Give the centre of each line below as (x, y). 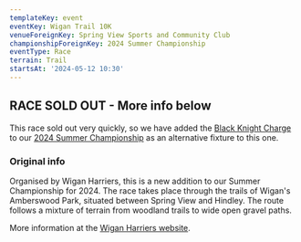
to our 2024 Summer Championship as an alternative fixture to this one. (144, 137)
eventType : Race (40, 52)
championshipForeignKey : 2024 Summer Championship (108, 43)
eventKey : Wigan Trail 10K (61, 26)
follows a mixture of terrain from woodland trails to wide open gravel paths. (150, 210)
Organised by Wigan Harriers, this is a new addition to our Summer (135, 181)
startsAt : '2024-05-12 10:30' (67, 69)
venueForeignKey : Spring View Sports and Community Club (120, 35)
